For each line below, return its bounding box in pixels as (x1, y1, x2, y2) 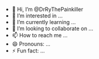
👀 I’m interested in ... (11, 12, 63, 19)
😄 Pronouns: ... (11, 40, 51, 48)
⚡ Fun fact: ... (11, 47, 45, 54)
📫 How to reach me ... (11, 32, 68, 39)
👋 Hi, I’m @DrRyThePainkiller (11, 6, 83, 13)
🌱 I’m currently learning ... (11, 19, 76, 25)
